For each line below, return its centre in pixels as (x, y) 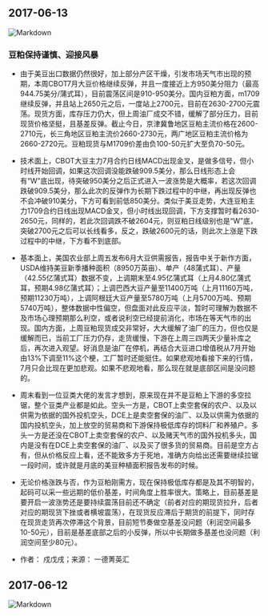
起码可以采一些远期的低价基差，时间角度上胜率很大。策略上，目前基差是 (139, 493)
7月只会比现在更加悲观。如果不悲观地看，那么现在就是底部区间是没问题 (138, 368)
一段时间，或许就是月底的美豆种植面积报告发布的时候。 (111, 465)
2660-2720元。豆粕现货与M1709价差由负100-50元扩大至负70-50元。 (134, 144)
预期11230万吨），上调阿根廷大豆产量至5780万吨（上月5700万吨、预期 (136, 298)
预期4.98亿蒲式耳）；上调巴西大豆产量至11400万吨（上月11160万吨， (146, 288)
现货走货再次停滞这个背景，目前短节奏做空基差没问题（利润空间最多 (139, 522)
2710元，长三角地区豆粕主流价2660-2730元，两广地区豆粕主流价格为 (134, 134)
